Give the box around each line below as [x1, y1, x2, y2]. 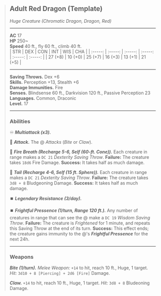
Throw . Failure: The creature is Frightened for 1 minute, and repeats [9, 220, 150, 226]
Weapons [9, 254, 34, 261]
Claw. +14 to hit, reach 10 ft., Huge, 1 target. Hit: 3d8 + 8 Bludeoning [9, 280, 150, 286]
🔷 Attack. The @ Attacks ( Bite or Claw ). [9, 139, 93, 145]
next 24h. [9, 236, 30, 242]
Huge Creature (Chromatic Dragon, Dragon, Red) [9, 18, 112, 24]
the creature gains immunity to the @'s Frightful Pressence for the [9, 231, 148, 237]
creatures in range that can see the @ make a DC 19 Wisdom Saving [9, 215, 150, 221]
